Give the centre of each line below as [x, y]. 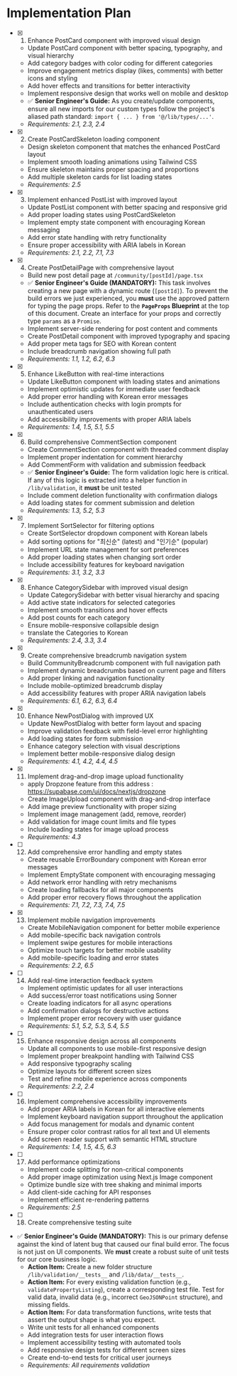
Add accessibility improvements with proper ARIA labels [109, 419]
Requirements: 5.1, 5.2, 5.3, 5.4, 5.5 [78, 1025]
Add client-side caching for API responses [89, 1192]
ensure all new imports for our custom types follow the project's [121, 109]
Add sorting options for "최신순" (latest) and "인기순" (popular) [118, 541]
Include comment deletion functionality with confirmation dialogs [122, 495]
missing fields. [49, 1304]
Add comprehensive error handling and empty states [105, 852]
